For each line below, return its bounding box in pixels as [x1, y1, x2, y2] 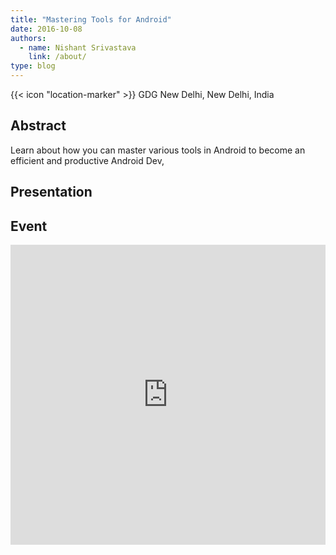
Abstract [10, 117, 67, 135]
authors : [10, 33, 47, 43]
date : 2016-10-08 [10, 24, 83, 34]
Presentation [10, 184, 93, 201]
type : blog [10, 61, 56, 71]
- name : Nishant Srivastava [19, 42, 137, 53]
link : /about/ [28, 52, 87, 62]
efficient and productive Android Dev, [10, 154, 165, 166]
